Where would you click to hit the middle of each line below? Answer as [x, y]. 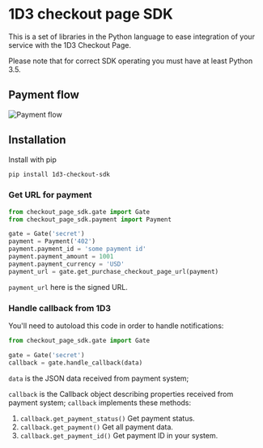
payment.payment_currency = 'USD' [67, 264]
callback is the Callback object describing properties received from [121, 394]
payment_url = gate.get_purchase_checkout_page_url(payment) [114, 271]
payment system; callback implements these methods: [100, 403]
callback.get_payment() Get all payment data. [97, 427]
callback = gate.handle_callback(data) [76, 363]
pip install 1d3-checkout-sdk [59, 174]
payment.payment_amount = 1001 [61, 257]
